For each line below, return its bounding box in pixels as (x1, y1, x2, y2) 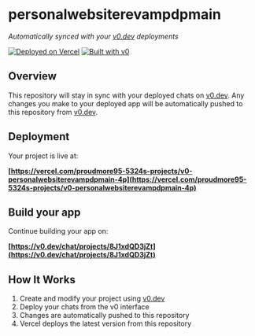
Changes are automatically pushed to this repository (19, 311, 190, 320)
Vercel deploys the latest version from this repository (19, 319, 192, 328)
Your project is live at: (8, 151, 79, 161)
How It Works (8, 273, 76, 286)
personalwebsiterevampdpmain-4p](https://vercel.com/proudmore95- (8, 175, 247, 184)
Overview (8, 69, 57, 83)
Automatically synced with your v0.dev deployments (8, 31, 179, 41)
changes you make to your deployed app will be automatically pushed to (8, 98, 243, 108)
